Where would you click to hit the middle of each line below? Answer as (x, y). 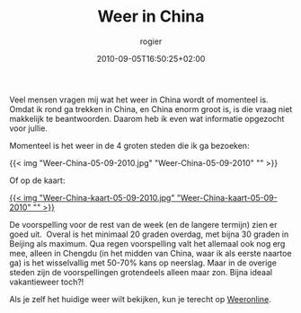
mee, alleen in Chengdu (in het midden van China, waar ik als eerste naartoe (150, 253)
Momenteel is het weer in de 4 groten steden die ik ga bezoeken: (129, 145)
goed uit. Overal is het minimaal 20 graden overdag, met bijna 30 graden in (149, 234)
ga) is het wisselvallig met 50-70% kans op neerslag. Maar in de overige (143, 263)
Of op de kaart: (37, 180)
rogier (151, 41)
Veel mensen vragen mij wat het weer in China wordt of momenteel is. (139, 100)
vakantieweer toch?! (47, 282)
